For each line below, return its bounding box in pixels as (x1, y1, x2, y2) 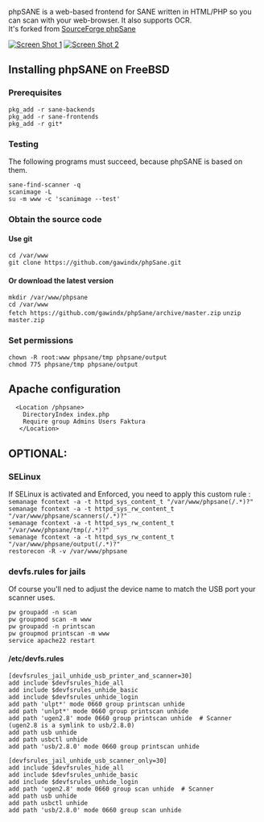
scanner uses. (8, 593, 56, 602)
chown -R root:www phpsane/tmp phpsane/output (8, 353, 167, 362)
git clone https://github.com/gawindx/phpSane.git (8, 258, 182, 267)
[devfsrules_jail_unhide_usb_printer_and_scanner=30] (8, 672, 193, 680)
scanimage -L (8, 187, 52, 196)
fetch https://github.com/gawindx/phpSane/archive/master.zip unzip (8, 309, 241, 317)
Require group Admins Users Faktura (23, 417, 146, 426)
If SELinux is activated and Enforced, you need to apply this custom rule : (8, 489, 251, 499)
